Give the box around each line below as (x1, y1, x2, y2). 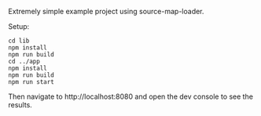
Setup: (8, 22, 30, 31)
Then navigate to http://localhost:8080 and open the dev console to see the (8, 92, 254, 101)
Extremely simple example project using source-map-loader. (8, 7, 204, 16)
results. (8, 100, 33, 109)
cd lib (8, 37, 30, 45)
